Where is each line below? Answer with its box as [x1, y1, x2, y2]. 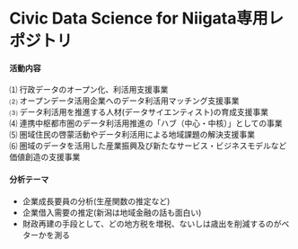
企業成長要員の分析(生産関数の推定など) [22, 195, 171, 207]
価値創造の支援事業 [9, 152, 81, 163]
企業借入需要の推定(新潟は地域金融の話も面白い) [22, 207, 202, 218]
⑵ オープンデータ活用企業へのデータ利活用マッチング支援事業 [9, 95, 240, 106]
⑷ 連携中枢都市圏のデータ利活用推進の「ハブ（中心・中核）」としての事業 [9, 118, 283, 129]
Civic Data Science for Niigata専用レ [9, 8, 285, 29]
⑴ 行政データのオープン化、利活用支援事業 [9, 84, 169, 95]
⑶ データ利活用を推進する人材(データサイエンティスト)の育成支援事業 [9, 107, 269, 118]
